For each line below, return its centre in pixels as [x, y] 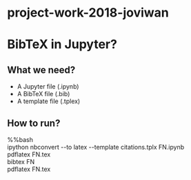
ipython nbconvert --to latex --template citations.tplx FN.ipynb [96, 147]
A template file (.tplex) [49, 101]
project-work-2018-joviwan [88, 13]
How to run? [34, 123]
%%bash [20, 139]
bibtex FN [21, 162]
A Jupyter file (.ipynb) [48, 87]
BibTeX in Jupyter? [62, 45]
